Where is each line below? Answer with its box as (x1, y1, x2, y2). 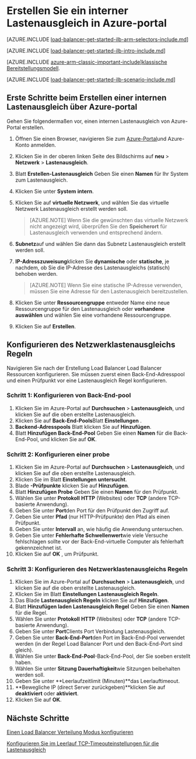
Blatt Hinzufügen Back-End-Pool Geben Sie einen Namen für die (15, 429, 173, 436)
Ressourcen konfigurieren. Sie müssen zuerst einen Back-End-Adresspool (6, 370, 185, 377)
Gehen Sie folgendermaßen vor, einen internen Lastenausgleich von (6, 117, 170, 124)
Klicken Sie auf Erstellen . (15, 323, 76, 330)
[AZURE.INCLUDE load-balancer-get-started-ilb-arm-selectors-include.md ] (6, 36, 189, 43)
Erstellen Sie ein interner (6, 4, 129, 18)
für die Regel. (15, 609, 48, 616)
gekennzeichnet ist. (15, 545, 63, 552)
